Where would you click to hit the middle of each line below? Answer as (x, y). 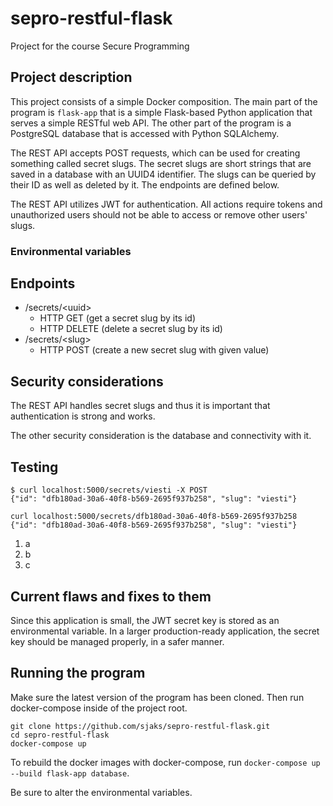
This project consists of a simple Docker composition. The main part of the (164, 101)
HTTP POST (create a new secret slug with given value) (154, 350)
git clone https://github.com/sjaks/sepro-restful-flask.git (140, 726)
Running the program (78, 673)
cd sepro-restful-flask (60, 735)
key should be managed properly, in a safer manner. (117, 641)
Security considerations (87, 381)
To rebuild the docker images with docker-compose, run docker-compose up (165, 762)
